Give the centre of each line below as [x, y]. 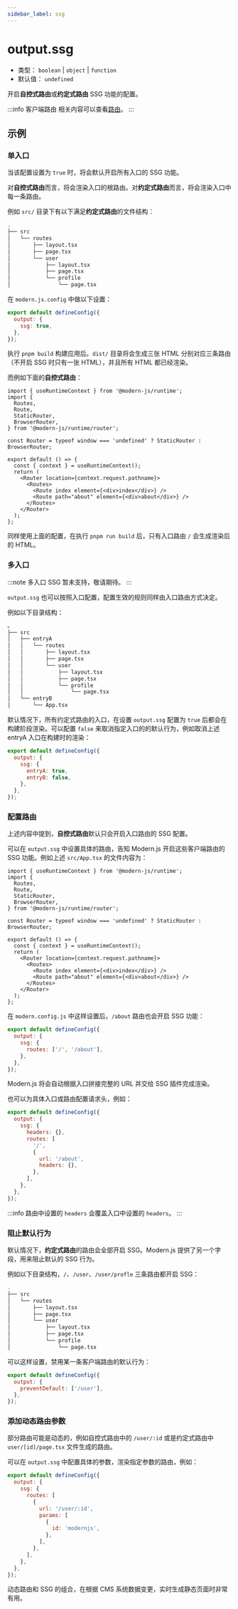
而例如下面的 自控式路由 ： [45, 377]
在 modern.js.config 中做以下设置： [60, 299]
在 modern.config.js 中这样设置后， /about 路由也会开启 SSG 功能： [106, 1016]
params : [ [54, 1515]
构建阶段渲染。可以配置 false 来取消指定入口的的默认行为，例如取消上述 [114, 729]
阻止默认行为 [29, 1233]
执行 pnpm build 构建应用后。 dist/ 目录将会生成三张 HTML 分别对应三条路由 [119, 354]
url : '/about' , [61, 1159]
